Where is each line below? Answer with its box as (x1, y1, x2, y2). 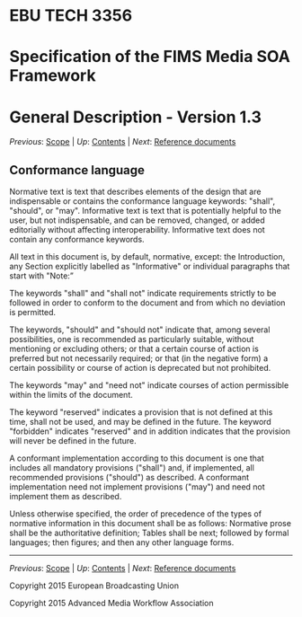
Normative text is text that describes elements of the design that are (9, 186, 262, 198)
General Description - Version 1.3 (9, 107, 262, 127)
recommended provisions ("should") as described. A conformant (9, 472, 250, 483)
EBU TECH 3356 (9, 5, 133, 26)
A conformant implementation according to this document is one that (9, 453, 265, 463)
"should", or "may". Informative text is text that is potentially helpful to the (9, 206, 281, 216)
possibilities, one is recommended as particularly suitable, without (9, 334, 254, 345)
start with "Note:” (9, 270, 74, 281)
